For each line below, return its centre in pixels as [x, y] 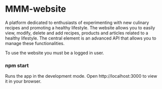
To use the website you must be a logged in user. [55, 53]
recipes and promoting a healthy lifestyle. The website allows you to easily [80, 27]
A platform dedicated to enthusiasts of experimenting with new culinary [77, 22]
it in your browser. [23, 81]
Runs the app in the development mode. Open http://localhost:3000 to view [81, 76]
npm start [17, 66]
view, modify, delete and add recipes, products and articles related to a [77, 33]
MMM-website [36, 9]
